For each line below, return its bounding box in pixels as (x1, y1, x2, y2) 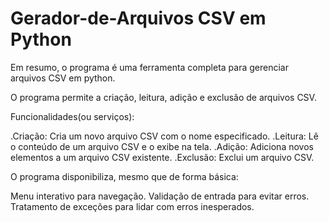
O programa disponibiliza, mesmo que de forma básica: (10, 170, 239, 182)
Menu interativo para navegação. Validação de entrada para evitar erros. (10, 190, 310, 202)
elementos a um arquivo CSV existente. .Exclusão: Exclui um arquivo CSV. (10, 151, 315, 163)
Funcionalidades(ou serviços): (10, 110, 135, 122)
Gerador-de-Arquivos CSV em (10, 7, 267, 30)
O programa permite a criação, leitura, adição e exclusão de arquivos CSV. (10, 91, 317, 103)
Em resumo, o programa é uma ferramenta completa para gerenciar (10, 61, 289, 73)
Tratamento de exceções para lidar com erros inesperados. (10, 200, 255, 212)
